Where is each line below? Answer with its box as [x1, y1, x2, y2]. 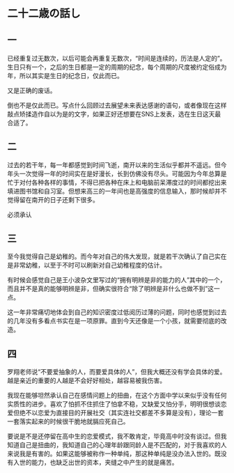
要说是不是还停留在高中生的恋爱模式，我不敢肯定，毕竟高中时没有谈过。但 [7, 432, 221, 440]
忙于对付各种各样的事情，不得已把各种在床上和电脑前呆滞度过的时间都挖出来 [7, 178, 227, 186]
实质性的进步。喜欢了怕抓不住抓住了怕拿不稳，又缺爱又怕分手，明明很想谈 [7, 400, 221, 408]
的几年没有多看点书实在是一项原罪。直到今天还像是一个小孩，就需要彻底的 [7, 317, 221, 325]
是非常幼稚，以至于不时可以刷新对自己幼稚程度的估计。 [7, 261, 166, 270]
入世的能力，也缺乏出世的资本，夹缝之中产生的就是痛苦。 [13, 458, 178, 467]
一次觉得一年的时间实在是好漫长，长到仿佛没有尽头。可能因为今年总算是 [19, 169, 227, 178]
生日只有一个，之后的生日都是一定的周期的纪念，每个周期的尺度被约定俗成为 [7, 63, 227, 71]
